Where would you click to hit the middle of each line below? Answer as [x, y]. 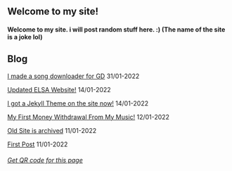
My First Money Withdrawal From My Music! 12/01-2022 [89, 117]
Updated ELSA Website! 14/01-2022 [59, 89]
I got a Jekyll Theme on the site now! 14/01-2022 [78, 103]
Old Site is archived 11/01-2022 [52, 130]
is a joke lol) [25, 37]
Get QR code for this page [45, 160]
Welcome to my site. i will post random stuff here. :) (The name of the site [116, 29]
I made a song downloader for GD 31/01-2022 [73, 76]
